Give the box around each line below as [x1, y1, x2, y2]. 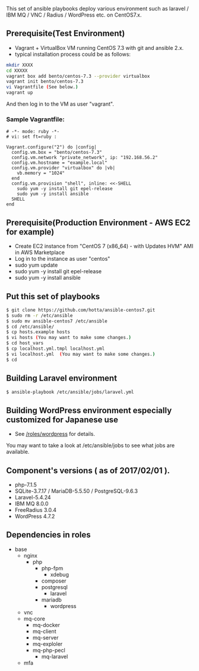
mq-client [32, 628, 56, 635]
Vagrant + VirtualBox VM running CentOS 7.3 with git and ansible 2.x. [14, 44, 184, 51]
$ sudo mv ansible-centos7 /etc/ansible [6, 318, 108, 324]
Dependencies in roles [6, 530, 91, 540]
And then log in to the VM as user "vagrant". [6, 100, 114, 107]
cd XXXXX [6, 68, 28, 74]
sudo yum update [14, 261, 58, 269]
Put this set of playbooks [6, 291, 100, 302]
